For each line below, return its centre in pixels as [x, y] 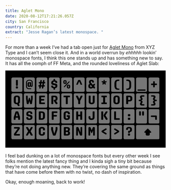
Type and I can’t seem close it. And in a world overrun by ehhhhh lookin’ [81, 53]
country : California [27, 27]
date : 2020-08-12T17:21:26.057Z [39, 16]
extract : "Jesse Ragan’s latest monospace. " [54, 32]
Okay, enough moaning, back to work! [45, 182]
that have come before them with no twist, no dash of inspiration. [74, 172]
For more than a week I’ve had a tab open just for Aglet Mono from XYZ [80, 47]
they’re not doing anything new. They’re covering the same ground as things [85, 166]
